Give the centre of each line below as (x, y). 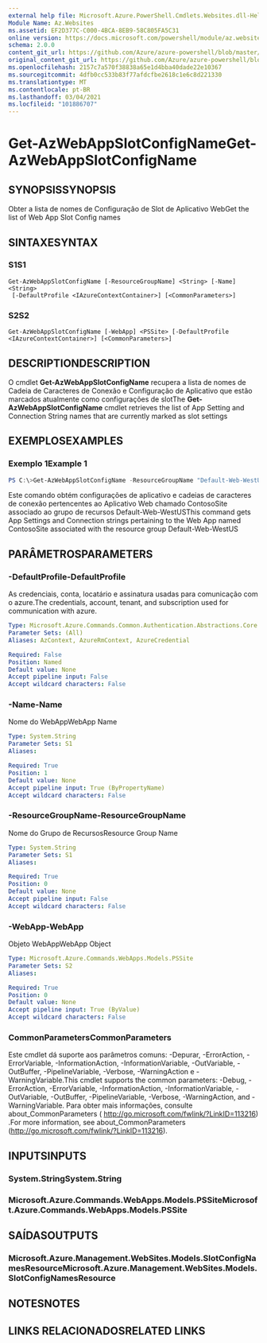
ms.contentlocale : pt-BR (49, 89)
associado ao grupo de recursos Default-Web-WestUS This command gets (130, 512)
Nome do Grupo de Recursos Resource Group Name (93, 833)
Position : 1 (28, 773)
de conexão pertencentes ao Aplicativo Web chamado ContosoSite (118, 504)
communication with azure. (53, 611)
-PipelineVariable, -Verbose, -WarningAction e (119, 1072)
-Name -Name (35, 704)
